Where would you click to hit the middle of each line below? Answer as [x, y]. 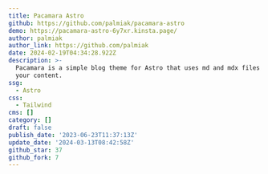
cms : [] [21, 113]
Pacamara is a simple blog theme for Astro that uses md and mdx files [138, 68]
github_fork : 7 [34, 157]
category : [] [30, 120]
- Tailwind [34, 105]
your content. [39, 75]
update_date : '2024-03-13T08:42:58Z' [71, 142]
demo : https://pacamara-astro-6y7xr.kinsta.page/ [93, 30]
